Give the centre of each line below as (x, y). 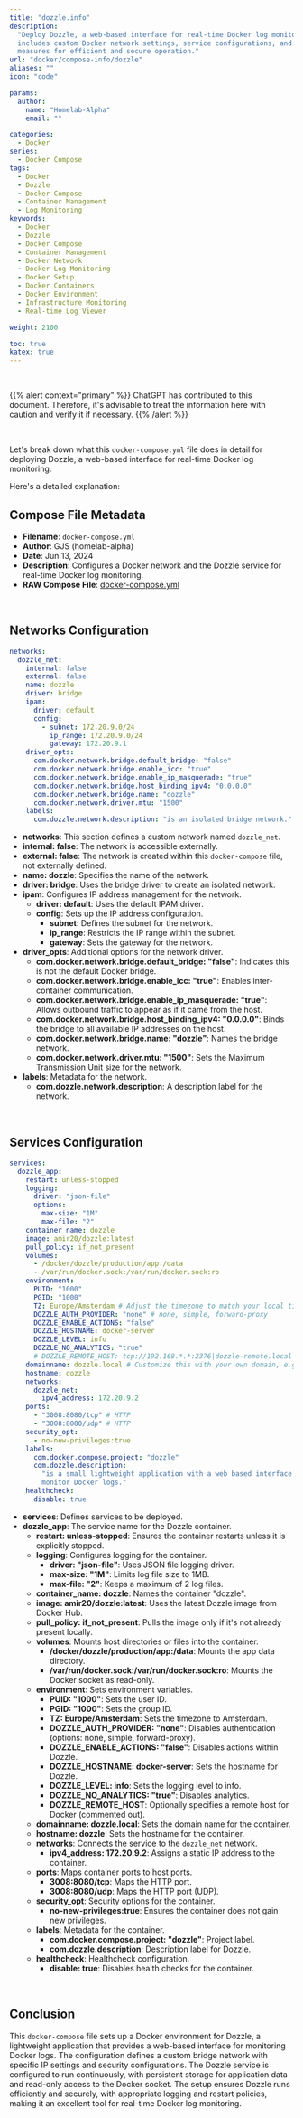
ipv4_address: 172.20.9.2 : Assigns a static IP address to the (162, 1853)
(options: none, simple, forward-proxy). (122, 1737)
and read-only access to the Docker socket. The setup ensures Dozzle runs (150, 2084)
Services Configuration (76, 1142)
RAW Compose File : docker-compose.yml (101, 584)
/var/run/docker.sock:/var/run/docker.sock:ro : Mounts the (161, 1670)
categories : (32, 135)
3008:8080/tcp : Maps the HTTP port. (120, 1881)
